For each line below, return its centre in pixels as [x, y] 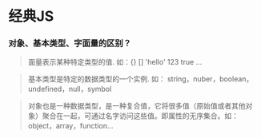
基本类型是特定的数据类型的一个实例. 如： [96, 79]
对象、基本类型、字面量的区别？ [70, 43]
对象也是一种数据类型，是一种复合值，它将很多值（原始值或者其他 [137, 106]
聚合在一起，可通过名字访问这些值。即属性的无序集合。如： [140, 116]
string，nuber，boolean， [210, 79]
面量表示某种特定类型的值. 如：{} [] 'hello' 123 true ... [115, 62]
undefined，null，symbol [70, 89]
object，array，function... [70, 126]
